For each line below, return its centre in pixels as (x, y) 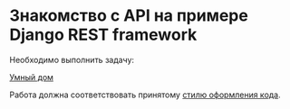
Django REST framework (103, 35)
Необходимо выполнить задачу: (72, 59)
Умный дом (32, 77)
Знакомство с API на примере (129, 16)
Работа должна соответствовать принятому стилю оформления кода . (145, 95)
